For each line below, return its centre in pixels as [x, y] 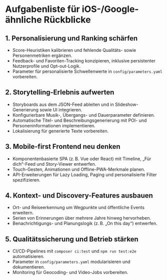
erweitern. [23, 213]
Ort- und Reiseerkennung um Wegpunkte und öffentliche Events [78, 208]
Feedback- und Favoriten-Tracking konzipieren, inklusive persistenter [84, 61]
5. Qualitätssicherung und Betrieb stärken [72, 239]
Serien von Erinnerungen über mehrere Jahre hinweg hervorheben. [82, 218]
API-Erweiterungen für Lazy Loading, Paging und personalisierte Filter [85, 174]
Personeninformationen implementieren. [54, 125]
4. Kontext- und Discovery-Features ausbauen [79, 196]
